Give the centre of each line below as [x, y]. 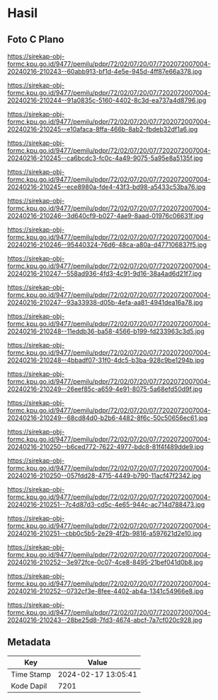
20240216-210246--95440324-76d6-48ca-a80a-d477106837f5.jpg [107, 244]
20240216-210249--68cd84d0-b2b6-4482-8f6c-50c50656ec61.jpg [108, 418]
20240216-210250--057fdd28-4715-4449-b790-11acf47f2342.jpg [104, 475]
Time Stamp [31, 674]
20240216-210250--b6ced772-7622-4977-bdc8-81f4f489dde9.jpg [105, 447]
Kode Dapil [29, 686]
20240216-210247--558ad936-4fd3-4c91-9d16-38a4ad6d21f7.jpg [105, 274]
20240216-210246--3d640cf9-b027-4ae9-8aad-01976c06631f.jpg [105, 216]
